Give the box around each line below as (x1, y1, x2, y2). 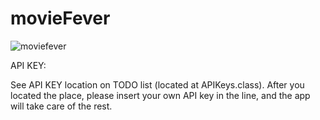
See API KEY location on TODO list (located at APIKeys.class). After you (10, 78, 305, 91)
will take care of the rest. (10, 100, 113, 112)
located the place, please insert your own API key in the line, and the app (10, 89, 311, 101)
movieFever (10, 7, 111, 30)
